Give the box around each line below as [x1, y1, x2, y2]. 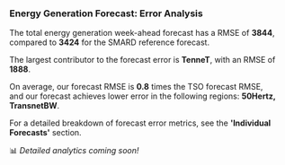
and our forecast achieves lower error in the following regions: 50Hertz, [9, 91, 276, 101]
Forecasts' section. [9, 127, 83, 138]
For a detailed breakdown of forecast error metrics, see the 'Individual [9, 117, 272, 128]
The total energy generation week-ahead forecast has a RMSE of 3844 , [9, 28, 276, 39]
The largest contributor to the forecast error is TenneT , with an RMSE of [9, 55, 276, 65]
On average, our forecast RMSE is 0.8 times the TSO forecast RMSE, [9, 82, 263, 92]
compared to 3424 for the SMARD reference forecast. [9, 37, 209, 48]
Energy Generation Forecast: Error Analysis [9, 7, 204, 20]
